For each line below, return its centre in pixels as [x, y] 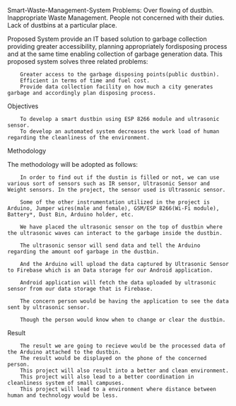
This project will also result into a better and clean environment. [125, 371]
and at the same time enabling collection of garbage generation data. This [115, 54]
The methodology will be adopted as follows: [73, 164]
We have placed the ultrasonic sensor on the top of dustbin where [121, 227]
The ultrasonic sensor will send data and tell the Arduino [110, 245]
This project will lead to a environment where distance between [118, 389]
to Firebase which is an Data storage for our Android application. [110, 270]
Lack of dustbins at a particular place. [63, 25]
